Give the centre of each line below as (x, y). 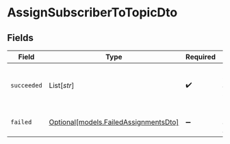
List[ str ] (62, 85)
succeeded (26, 86)
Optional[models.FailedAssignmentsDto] (114, 122)
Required (201, 57)
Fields (21, 38)
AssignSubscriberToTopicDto (92, 13)
